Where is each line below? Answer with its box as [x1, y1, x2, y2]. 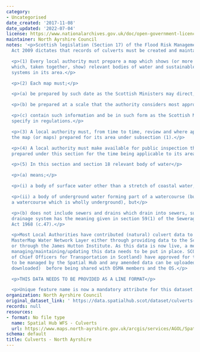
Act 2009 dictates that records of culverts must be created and [11, 48, 177, 54]
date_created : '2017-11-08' [6, 20, 76, 26]
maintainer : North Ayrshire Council [6, 36, 97, 42]
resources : [6, 308, 33, 315]
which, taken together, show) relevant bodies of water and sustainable [11, 64, 196, 70]
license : [6, 31, 28, 37]
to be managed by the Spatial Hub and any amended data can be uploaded [11, 260, 196, 265]
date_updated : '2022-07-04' [6, 25, 76, 32]
